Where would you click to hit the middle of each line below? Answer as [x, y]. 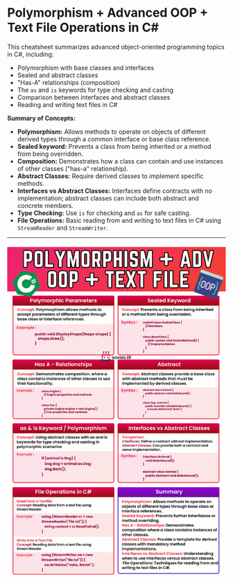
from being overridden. [50, 154]
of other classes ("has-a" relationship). [73, 168]
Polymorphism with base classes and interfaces [86, 67]
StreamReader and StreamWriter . [63, 227]
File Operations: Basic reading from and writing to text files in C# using [119, 220]
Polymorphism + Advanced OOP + [108, 13]
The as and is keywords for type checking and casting [95, 90]
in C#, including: [31, 54]
